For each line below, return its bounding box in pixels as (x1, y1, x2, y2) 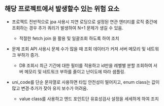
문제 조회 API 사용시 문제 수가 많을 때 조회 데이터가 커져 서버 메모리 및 (11, 46, 146, 52)
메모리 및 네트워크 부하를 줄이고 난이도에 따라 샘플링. (24, 69, 126, 74)
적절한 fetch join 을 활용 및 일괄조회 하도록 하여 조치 (19, 35, 119, 41)
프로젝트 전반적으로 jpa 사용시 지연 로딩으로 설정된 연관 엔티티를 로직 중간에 (11, 19, 158, 25)
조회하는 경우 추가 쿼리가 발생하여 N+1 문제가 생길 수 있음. (11, 25, 124, 31)
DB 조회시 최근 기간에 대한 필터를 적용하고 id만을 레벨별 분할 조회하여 (19, 62, 152, 68)
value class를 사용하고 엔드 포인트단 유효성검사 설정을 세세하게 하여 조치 (19, 96, 159, 102)
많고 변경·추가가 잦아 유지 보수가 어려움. (11, 85, 88, 91)
